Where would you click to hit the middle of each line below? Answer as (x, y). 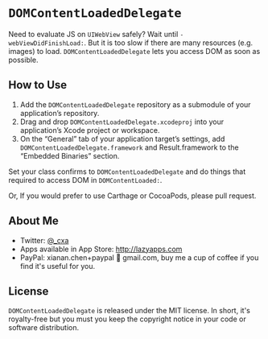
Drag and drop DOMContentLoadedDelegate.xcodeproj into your (122, 122)
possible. (23, 60)
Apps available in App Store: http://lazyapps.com (101, 249)
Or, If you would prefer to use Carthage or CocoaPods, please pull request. (132, 196)
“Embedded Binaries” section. (70, 155)
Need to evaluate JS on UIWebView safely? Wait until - (96, 34)
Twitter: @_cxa (44, 240)
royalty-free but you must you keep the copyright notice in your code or (128, 319)
